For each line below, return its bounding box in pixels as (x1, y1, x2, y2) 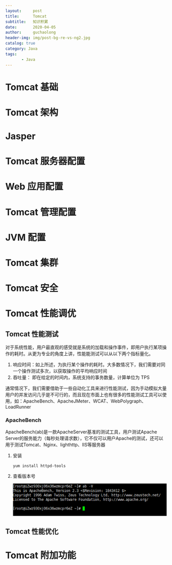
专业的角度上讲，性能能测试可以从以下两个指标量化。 (40, 351, 154, 357)
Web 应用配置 (5, 181, 63, 192)
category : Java (5, 46, 38, 51)
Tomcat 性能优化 (5, 527, 59, 536)
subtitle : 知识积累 (5, 19, 49, 24)
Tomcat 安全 (5, 282, 59, 294)
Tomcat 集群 (5, 257, 59, 269)
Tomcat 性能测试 (5, 330, 59, 338)
